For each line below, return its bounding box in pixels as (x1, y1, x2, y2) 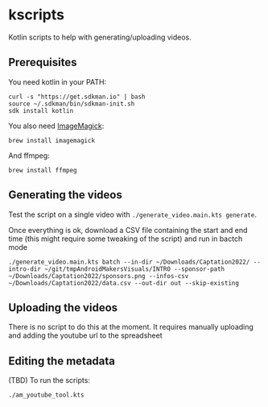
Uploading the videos (8, 301, 118, 314)
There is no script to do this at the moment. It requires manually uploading (8, 322, 254, 332)
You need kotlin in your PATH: (8, 77, 107, 86)
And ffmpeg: (8, 151, 50, 160)
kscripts (8, 6, 64, 24)
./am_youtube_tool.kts (8, 391, 85, 400)
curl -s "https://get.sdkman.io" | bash (8, 93, 146, 101)
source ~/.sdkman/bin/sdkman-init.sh (8, 99, 135, 108)
